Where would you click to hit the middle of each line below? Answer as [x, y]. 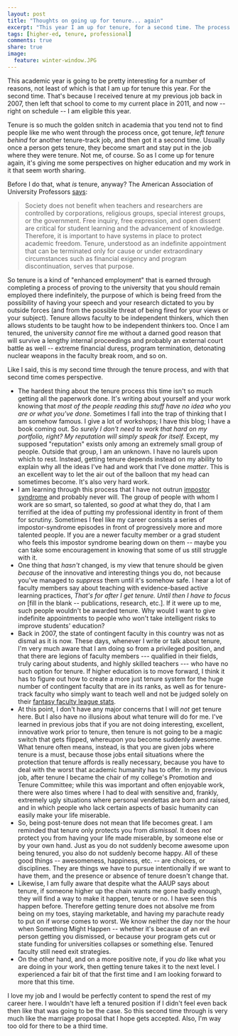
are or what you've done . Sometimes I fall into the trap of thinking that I [122, 414]
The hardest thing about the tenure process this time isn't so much [115, 391]
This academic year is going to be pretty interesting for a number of [107, 81]
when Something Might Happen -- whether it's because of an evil [114, 928]
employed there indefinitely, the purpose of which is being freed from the [114, 295]
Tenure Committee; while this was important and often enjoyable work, [121, 784]
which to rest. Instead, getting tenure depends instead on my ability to [120, 459]
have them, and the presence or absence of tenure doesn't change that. [123, 876]
